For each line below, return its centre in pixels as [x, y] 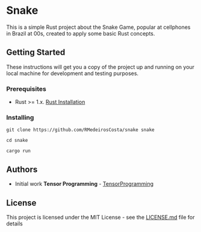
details [14, 224]
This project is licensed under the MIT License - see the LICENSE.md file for [100, 217]
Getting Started [36, 53]
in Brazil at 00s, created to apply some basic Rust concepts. [81, 33]
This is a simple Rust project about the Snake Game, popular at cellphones [98, 27]
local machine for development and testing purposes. [73, 73]
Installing [20, 117]
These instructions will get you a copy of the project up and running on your [100, 67]
